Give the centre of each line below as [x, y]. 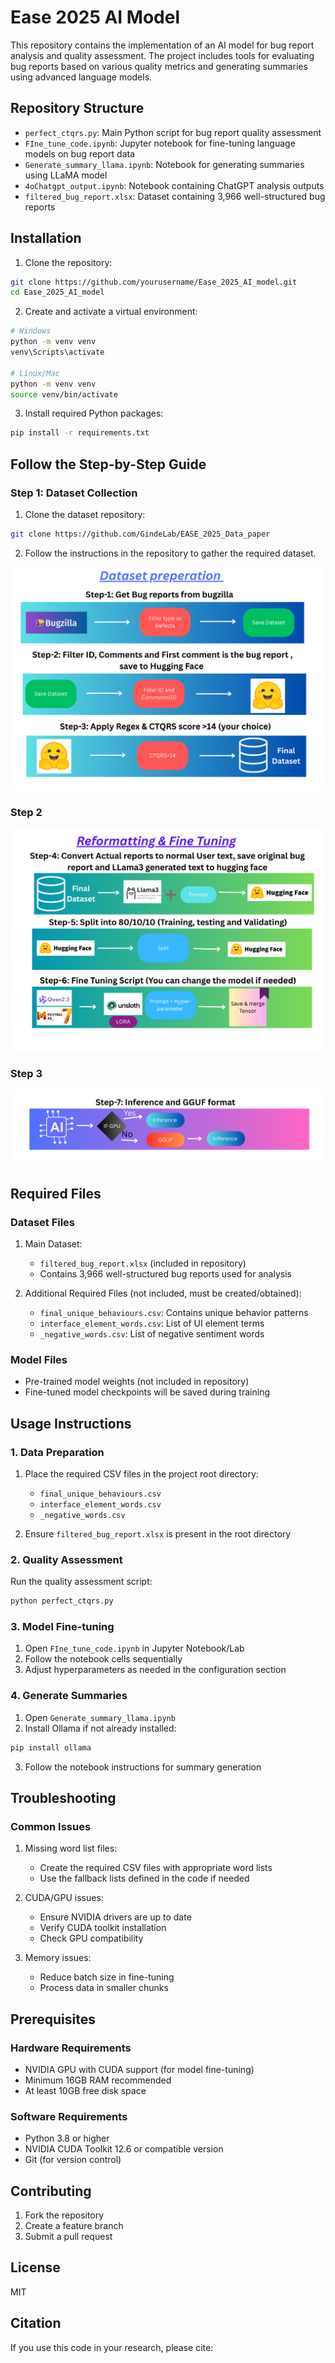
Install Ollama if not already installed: [100, 1728]
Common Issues [51, 1826]
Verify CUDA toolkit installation [103, 1928]
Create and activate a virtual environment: [111, 312]
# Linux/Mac [35, 373]
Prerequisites [53, 2019]
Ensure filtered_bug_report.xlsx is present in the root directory [158, 1533]
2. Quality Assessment [66, 1559]
